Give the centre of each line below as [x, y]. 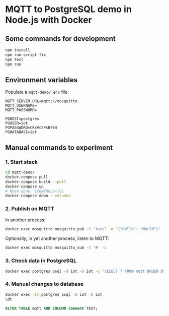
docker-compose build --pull [36, 182]
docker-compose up [24, 186]
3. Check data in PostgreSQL [41, 261]
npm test [14, 59]
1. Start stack [21, 162]
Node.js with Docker [49, 20]
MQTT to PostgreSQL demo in [68, 9]
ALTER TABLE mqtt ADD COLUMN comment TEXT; [52, 308]
